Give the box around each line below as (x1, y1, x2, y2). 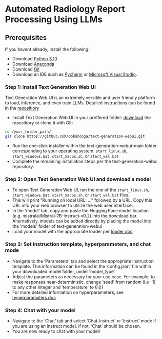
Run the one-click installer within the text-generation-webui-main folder (12, 143, 157, 149)
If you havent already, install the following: (5, 47, 90, 52)
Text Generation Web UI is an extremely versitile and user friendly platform (5, 95, 155, 101)
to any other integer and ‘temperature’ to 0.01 (12, 284, 103, 290)
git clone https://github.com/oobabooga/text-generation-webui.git (5, 134, 145, 139)
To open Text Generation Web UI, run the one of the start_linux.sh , (12, 187, 150, 193)
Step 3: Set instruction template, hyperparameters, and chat (5, 241, 151, 248)
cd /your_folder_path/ (5, 129, 51, 134)
